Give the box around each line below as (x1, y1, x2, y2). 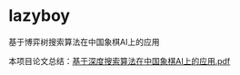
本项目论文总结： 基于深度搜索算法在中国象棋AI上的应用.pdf (8, 55, 231, 66)
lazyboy (8, 5, 70, 26)
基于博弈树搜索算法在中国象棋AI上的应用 (8, 36, 160, 47)
